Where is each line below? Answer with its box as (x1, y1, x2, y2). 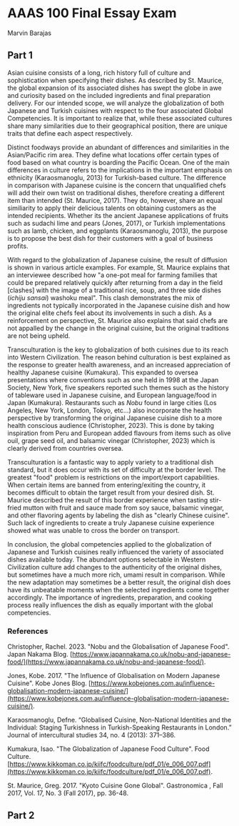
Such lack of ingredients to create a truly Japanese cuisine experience (7, 518, 215, 527)
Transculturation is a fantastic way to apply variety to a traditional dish (7, 457, 214, 466)
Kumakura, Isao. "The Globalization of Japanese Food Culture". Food (7, 745, 210, 753)
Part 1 (7, 49, 34, 61)
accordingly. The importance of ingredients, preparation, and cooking (7, 593, 212, 602)
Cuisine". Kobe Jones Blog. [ (7, 679, 91, 687)
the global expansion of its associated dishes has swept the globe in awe (7, 84, 223, 92)
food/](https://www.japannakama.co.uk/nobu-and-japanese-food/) (7, 657, 205, 666)
